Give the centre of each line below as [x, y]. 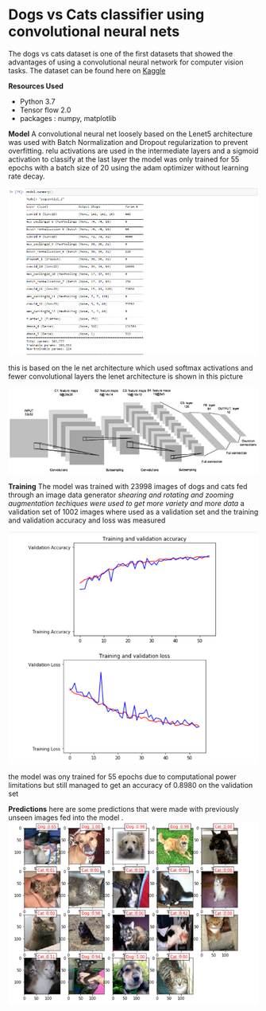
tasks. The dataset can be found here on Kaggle [87, 70]
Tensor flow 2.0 [45, 110]
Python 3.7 [37, 101]
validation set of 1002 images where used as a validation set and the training [133, 511]
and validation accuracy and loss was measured [87, 520]
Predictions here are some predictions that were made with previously [124, 809]
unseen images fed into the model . [66, 817]
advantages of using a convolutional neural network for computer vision [126, 62]
